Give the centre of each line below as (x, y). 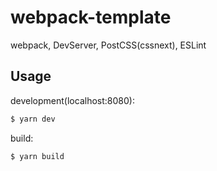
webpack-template (91, 17)
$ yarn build (37, 156)
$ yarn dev (33, 119)
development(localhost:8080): (72, 100)
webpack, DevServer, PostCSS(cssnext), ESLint (108, 45)
